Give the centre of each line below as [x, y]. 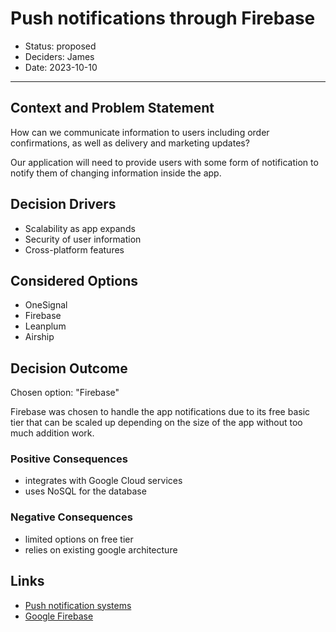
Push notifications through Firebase [163, 18]
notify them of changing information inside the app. [116, 173]
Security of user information [83, 239]
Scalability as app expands [80, 228]
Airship [39, 337]
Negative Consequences [71, 517]
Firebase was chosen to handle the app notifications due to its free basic [160, 412]
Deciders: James [59, 56]
